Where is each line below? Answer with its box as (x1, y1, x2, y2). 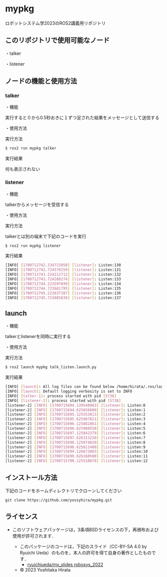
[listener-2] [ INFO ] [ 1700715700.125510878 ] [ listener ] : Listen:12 (5, 458, 148, 464)
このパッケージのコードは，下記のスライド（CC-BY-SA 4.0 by (19, 543, 147, 549)
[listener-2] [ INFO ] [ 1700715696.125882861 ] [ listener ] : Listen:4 (5, 421, 146, 426)
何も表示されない (5, 166, 40, 172)
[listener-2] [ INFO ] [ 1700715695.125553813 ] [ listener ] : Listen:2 (5, 412, 146, 417)
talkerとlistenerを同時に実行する (5, 334, 71, 340)
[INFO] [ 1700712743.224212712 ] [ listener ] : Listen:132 (5, 272, 121, 277)
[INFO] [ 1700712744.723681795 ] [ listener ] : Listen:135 (5, 286, 121, 291)
